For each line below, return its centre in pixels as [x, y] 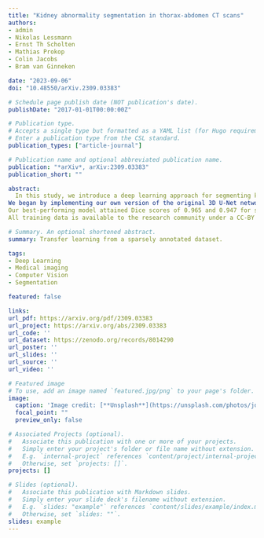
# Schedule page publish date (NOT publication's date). [103, 102]
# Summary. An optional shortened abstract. [82, 232]
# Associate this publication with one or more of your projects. [123, 441]
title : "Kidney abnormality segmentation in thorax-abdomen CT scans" [126, 15]
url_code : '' [29, 333]
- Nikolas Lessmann [40, 37]
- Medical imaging [38, 268]
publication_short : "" [45, 174]
